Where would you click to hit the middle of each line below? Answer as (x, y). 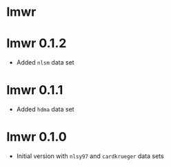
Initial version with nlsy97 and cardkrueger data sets (90, 156)
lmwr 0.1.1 (35, 90)
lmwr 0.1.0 (37, 137)
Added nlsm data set (45, 63)
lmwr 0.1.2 (37, 44)
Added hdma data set (45, 109)
